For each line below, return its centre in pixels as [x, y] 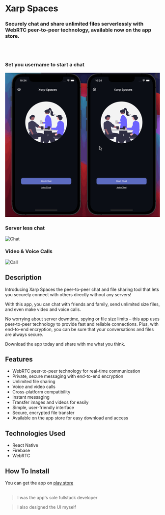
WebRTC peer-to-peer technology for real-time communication [76, 371]
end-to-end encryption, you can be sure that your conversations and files [80, 329]
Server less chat [25, 228]
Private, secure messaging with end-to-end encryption [68, 376]
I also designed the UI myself [46, 507]
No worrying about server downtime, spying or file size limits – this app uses [82, 319]
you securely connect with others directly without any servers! [68, 294]
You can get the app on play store [39, 483]
